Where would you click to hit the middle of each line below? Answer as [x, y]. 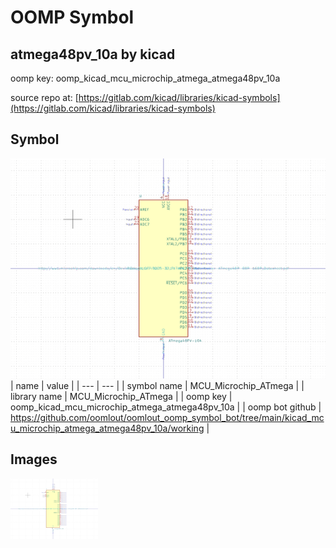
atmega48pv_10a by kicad [93, 54]
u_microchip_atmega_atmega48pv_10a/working [107, 428]
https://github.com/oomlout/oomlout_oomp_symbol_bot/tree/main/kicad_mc [167, 417]
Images [34, 459]
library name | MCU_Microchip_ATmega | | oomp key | [121, 396]
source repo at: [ [44, 97]
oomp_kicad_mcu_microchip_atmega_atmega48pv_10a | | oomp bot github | [166, 407]
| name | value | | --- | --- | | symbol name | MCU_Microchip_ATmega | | [157, 385]
